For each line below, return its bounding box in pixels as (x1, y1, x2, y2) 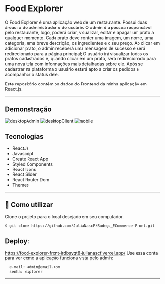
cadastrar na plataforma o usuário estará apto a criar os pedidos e (5, 66, 139, 72)
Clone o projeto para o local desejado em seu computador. (5, 214, 124, 220)
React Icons (12, 166, 37, 172)
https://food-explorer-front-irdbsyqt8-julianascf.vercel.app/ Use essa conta (5, 250, 158, 256)
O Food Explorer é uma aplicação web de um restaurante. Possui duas (5, 19, 147, 25)
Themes (12, 182, 29, 188)
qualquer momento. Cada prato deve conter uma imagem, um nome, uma (5, 35, 154, 41)
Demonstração (5, 105, 52, 114)
